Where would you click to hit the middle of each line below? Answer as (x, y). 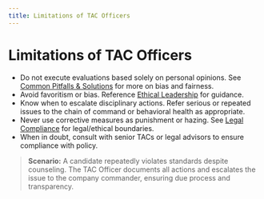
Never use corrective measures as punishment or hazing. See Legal (132, 120)
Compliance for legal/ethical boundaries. (87, 128)
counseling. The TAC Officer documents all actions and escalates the (142, 169)
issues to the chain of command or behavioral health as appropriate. (132, 111)
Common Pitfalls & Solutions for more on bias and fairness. (117, 86)
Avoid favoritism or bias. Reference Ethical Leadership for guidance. (132, 94)
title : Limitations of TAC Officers (69, 16)
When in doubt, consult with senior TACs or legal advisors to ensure (132, 137)
